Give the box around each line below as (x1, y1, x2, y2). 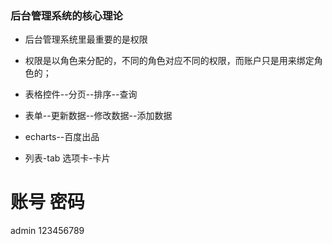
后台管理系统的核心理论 (10, 8, 123, 22)
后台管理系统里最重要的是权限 (24, 33, 148, 46)
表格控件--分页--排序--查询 (24, 88, 138, 101)
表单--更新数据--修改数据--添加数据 (24, 110, 173, 122)
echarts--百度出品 (24, 131, 100, 143)
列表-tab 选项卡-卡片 (24, 152, 111, 164)
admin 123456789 (10, 225, 85, 237)
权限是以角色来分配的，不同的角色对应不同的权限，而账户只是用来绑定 (24, 55, 315, 67)
